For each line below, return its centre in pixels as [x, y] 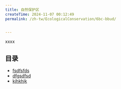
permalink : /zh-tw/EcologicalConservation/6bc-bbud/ [61, 19]
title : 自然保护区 [22, 10]
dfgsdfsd [22, 76]
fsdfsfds [21, 71]
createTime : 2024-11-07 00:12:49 [40, 14]
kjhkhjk [20, 81]
